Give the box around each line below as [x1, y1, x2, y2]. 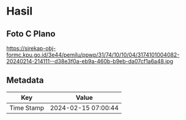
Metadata [6, 75, 44, 86]
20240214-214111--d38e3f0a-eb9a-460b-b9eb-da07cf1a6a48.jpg [6, 58, 173, 65]
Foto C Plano [6, 29, 56, 39]
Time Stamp [9, 104, 45, 112]
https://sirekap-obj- [6, 44, 56, 52]
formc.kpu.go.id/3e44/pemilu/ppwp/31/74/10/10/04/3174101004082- [6, 51, 180, 58]
